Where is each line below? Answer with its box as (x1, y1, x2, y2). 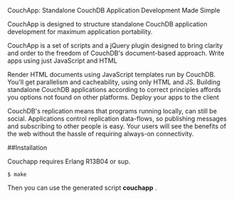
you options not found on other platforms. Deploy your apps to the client (7, 93, 219, 101)
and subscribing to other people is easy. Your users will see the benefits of (7, 122, 226, 131)
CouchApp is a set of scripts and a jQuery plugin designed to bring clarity (7, 41, 223, 49)
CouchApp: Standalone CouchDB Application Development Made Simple (7, 6, 220, 14)
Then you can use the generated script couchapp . (7, 183, 157, 192)
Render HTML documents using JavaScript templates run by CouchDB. (7, 71, 216, 78)
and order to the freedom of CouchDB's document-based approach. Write (7, 49, 225, 57)
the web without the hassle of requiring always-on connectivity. (7, 130, 194, 138)
